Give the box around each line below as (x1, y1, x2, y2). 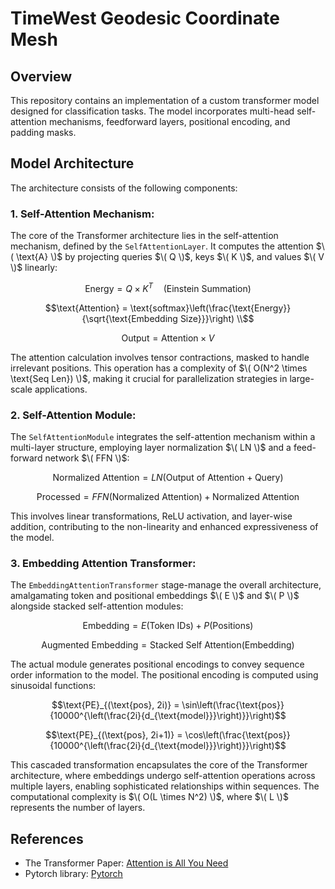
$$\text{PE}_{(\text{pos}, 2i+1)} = (45, 729, 183, 741)
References (10, 830, 84, 847)
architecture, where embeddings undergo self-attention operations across (10, 770, 316, 782)
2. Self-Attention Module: (10, 408, 137, 422)
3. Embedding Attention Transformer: (10, 556, 197, 570)
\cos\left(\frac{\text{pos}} (184, 729, 291, 741)
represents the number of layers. (10, 802, 146, 814)
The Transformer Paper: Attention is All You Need (24, 857, 229, 869)
